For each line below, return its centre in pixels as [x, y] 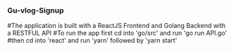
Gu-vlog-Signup [36, 10]
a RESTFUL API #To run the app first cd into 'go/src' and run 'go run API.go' [117, 33]
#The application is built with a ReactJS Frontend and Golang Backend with [117, 26]
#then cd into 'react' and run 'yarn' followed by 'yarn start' [92, 41]
